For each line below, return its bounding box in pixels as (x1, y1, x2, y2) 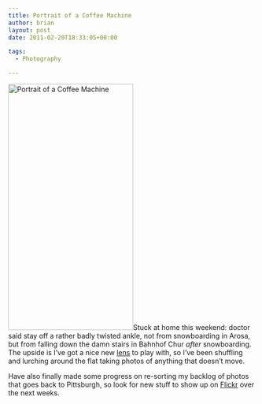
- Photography (15, 55, 61, 63)
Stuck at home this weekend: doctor (133, 323, 250, 332)
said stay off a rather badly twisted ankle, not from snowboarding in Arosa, (8, 332, 250, 340)
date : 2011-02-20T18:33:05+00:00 (8, 33, 118, 42)
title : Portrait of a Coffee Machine (8, 11, 132, 20)
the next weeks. (8, 388, 61, 398)
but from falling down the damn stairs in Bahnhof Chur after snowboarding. (8, 339, 252, 349)
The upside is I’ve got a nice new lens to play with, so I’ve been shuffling (8, 348, 243, 357)
